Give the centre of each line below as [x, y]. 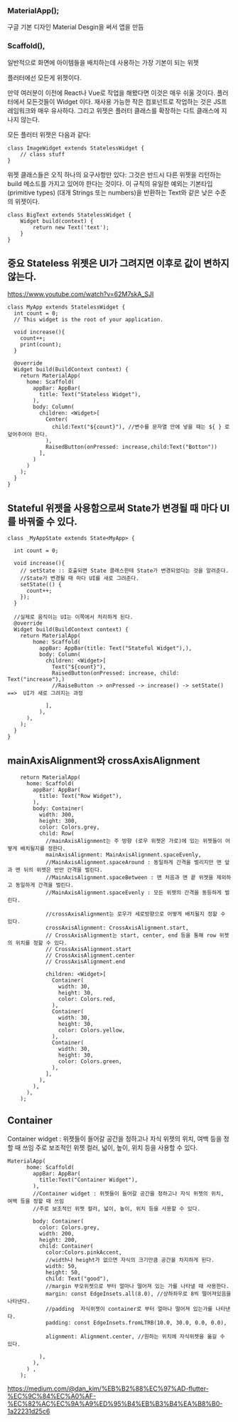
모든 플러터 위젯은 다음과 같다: [49, 135]
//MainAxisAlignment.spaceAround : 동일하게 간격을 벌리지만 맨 [134, 863]
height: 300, [58, 821]
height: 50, [63, 1272]
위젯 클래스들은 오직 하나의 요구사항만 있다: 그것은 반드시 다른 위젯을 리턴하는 [114, 175]
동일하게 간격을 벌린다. [44, 886]
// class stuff [43, 154]
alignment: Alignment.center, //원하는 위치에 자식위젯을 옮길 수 [135, 1337]
